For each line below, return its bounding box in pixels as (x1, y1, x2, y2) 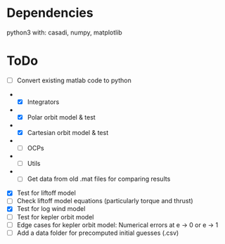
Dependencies (6, 5, 94, 21)
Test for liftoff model (16, 188, 77, 198)
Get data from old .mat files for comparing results (27, 174, 171, 184)
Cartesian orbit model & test (27, 129, 109, 137)
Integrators (27, 97, 60, 106)
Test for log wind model (16, 205, 86, 213)
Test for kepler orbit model (16, 212, 94, 221)
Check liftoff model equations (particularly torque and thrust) (16, 197, 194, 205)
